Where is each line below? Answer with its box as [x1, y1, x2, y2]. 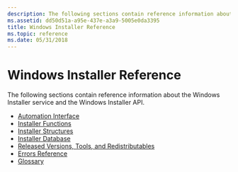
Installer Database [17, 134, 71, 143]
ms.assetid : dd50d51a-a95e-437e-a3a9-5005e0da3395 [7, 17, 160, 24]
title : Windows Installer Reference [7, 23, 115, 30]
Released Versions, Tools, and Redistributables [17, 142, 155, 151]
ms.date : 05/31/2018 [7, 37, 69, 44]
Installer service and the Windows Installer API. [7, 98, 145, 107]
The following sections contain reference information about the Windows [7, 91, 220, 99]
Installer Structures [17, 127, 74, 135]
